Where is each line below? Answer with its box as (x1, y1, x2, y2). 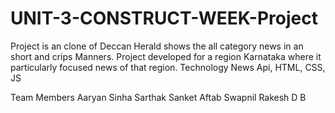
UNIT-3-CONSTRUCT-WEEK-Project (10, 7, 318, 30)
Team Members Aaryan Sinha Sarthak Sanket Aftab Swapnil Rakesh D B (10, 91, 307, 103)
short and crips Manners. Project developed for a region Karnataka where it (10, 50, 322, 62)
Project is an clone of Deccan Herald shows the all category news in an (10, 40, 304, 52)
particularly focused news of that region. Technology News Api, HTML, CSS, (10, 61, 326, 73)
